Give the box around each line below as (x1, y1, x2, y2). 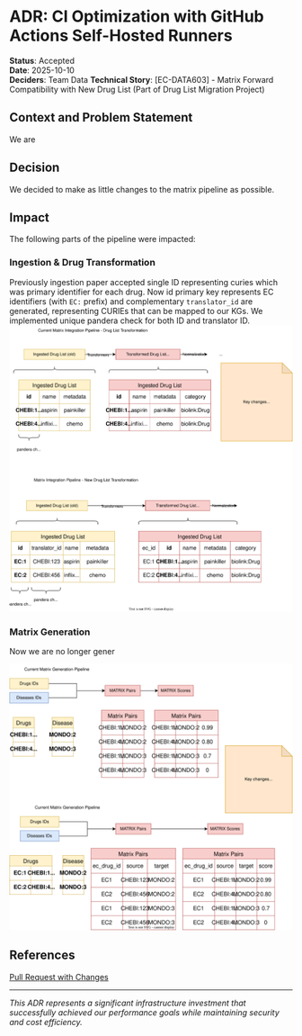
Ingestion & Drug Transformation (9, 257, 155, 269)
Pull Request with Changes (9, 971, 110, 982)
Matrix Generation (9, 626, 91, 638)
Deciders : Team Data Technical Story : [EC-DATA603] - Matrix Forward (9, 74, 274, 85)
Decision (9, 160, 60, 176)
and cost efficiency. (9, 1016, 83, 1027)
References (9, 948, 75, 963)
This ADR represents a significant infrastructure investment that (9, 997, 246, 1008)
